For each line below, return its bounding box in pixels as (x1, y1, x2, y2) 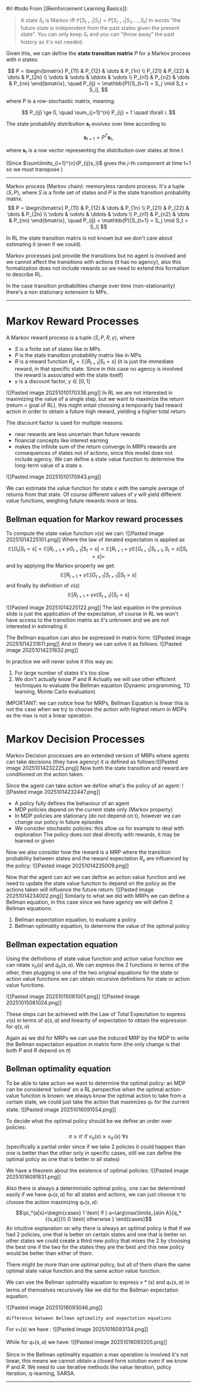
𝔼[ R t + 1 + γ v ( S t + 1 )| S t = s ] (67, 591, 130, 599)
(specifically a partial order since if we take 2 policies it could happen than (6, 1143, 186, 1151)
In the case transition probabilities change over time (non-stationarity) (6, 282, 175, 289)
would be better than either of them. (6, 1249, 94, 1256)
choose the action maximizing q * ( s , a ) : (6, 1199, 98, 1207)
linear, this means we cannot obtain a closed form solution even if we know (6, 1357, 188, 1364)
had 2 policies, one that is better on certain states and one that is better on (6, 1231, 186, 1238)
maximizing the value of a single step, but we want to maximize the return (6, 395, 184, 403)
